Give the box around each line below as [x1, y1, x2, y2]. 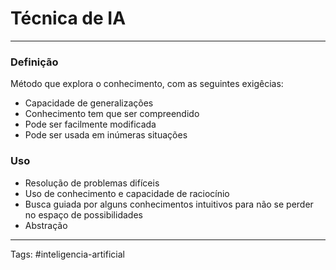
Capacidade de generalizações [24, 97, 154, 109]
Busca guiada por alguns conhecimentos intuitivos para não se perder [24, 198, 314, 210]
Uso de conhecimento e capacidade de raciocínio [24, 187, 230, 199]
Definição [10, 55, 59, 69]
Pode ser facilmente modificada [24, 118, 157, 131]
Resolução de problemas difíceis [24, 177, 160, 189]
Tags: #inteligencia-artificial [10, 248, 125, 260]
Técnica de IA [10, 7, 127, 30]
